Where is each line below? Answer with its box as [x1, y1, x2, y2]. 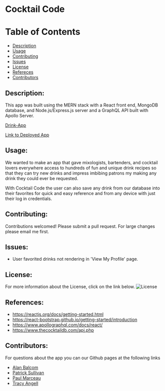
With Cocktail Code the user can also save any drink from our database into [5, 185, 160, 191]
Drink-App [5, 122, 26, 128]
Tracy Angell [12, 380, 39, 386]
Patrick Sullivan [12, 370, 44, 376]
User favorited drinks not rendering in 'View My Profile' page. [12, 256, 138, 262]
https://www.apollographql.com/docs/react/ [12, 322, 103, 328]
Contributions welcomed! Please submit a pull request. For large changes [5, 223, 155, 229]
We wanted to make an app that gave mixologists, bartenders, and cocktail [5, 159, 158, 165]
